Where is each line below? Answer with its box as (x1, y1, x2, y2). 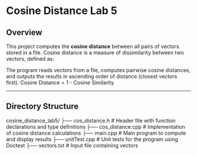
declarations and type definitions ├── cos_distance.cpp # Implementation (6, 123, 186, 130)
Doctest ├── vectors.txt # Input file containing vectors (6, 142, 138, 149)
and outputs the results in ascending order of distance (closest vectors (6, 73, 178, 80)
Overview (6, 27, 43, 37)
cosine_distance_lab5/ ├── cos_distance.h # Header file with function (6, 117, 176, 124)
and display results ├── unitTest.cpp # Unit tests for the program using (6, 136, 178, 143)
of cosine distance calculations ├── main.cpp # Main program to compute (6, 129, 186, 136)
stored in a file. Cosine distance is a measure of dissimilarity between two (6, 49, 184, 56)
